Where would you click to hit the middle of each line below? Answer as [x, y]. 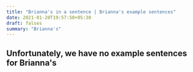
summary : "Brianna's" [34, 29]
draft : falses [24, 23]
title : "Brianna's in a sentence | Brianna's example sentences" [91, 12]
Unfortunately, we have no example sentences [97, 53]
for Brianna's [31, 63]
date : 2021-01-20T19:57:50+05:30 [49, 18]
